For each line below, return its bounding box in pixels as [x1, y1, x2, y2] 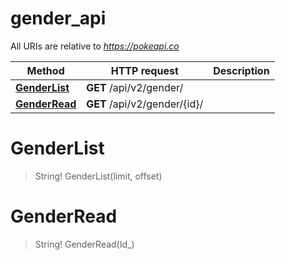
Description [213, 63, 270, 77]
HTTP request [110, 63, 179, 77]
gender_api [10, 7, 107, 30]
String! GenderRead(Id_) [34, 238, 135, 250]
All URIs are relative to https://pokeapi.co [10, 40, 180, 52]
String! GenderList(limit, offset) [34, 170, 163, 182]
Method [26, 63, 65, 77]
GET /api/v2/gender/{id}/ [86, 97, 204, 111]
